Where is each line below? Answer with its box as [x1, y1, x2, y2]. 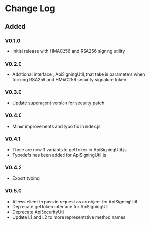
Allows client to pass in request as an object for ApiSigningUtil [12, 199, 138, 204]
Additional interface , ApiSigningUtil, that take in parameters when [12, 71, 145, 77]
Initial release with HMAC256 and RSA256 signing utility [12, 48, 125, 54]
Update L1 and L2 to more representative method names [12, 214, 126, 220]
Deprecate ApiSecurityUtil [12, 209, 65, 215]
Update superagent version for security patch [12, 100, 105, 106]
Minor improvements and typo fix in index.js [12, 123, 101, 129]
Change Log [5, 3, 55, 14]
